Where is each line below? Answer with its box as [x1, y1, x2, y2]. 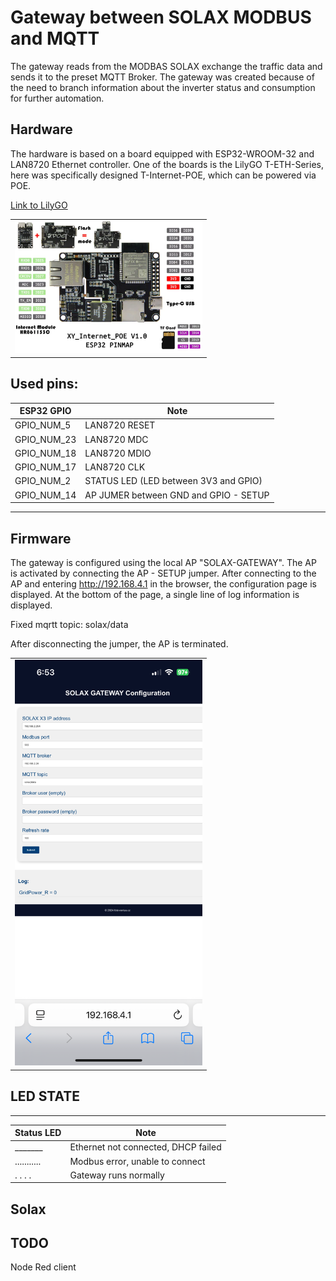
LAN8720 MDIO [84, 447, 152, 459]
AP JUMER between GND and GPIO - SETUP [84, 489, 270, 501]
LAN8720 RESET [84, 419, 156, 431]
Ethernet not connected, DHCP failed [69, 1141, 222, 1153]
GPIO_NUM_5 [14, 419, 72, 431]
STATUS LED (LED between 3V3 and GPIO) [84, 475, 263, 487]
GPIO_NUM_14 [14, 489, 77, 501]
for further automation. [10, 92, 105, 104]
